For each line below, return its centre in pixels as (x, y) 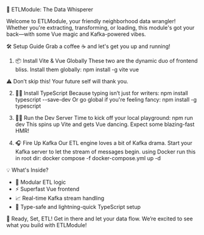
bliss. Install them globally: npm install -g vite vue (77, 69)
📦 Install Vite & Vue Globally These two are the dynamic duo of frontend (106, 61)
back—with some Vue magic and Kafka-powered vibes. (76, 34)
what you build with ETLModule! (47, 225)
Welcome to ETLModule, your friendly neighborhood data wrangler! (91, 21)
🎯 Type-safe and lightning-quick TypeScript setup (78, 207)
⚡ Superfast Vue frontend (47, 189)
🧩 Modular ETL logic (40, 182)
